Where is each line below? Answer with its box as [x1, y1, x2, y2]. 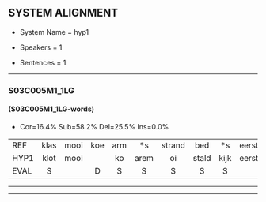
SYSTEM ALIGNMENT [8, 6, 119, 20]
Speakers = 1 [19, 43, 63, 52]
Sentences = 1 [19, 58, 66, 67]
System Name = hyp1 [19, 27, 89, 36]
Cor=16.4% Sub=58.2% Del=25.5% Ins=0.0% [19, 122, 169, 131]
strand [161, 140, 186, 151]
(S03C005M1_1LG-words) [8, 104, 95, 114]
